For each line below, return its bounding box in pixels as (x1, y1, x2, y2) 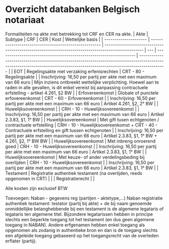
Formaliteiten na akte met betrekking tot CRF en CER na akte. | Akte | (5, 31, 148, 37)
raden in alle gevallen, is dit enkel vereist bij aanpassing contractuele (5, 84, 148, 90)
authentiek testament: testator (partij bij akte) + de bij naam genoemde (5, 200, 152, 206)
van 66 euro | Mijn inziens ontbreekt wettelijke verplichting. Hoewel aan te (5, 79, 159, 85)
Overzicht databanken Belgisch (5, 4, 140, 15)
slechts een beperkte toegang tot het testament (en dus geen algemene (5, 216, 155, 222)
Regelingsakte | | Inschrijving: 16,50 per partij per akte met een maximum (5, 74, 157, 80)
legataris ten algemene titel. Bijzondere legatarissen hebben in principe (5, 211, 153, 217)
